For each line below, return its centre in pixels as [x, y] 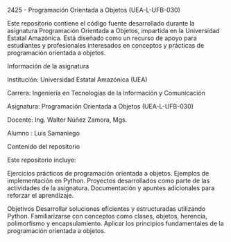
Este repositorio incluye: [42, 160]
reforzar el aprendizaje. [41, 195]
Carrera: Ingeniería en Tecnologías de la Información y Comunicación [106, 93]
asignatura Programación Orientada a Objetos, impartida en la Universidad [113, 31]
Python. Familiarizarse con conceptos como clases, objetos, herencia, [107, 216]
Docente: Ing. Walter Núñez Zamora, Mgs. [67, 120]
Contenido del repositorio [44, 147]
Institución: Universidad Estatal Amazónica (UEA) [77, 80]
